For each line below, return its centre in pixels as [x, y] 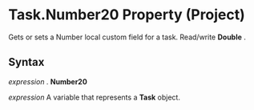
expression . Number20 [48, 81]
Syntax [26, 62]
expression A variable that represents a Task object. [94, 97]
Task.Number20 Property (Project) [127, 15]
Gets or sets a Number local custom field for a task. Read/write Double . [127, 37]
